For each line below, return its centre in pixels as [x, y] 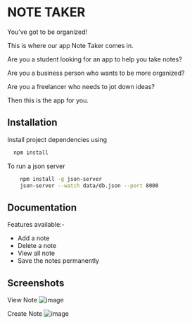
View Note [22, 300]
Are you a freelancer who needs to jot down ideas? [81, 86]
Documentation [42, 207]
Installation [32, 123]
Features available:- [36, 225]
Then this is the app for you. [48, 100]
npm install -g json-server [61, 179]
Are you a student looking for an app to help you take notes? [95, 59]
